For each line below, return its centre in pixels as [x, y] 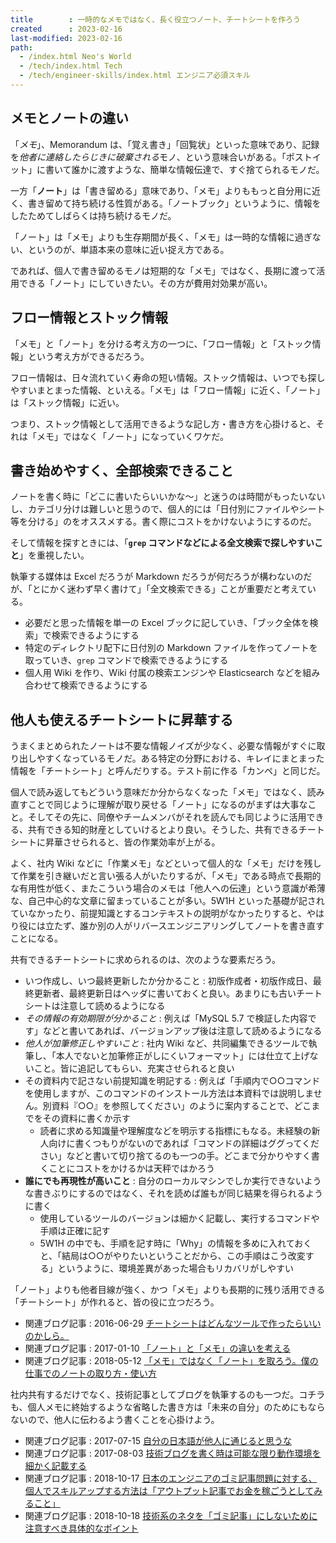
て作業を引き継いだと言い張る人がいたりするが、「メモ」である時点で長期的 [166, 876]
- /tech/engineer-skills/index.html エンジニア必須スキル [135, 76]
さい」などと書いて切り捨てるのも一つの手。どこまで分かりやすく [175, 1156]
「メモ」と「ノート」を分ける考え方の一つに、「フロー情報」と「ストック [161, 343]
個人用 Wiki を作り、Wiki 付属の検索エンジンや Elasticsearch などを [163, 673]
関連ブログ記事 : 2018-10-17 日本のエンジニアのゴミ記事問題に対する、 [171, 1478]
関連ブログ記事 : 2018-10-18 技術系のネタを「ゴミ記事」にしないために [171, 1516]
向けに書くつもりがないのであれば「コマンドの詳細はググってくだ [184, 1143]
